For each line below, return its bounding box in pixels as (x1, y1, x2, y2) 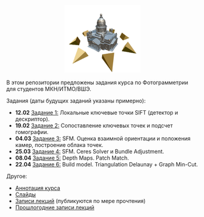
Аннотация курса (15, 184, 61, 191)
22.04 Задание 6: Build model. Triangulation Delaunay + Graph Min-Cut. (15, 160, 199, 168)
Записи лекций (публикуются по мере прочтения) (15, 197, 146, 204)
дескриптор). (15, 115, 50, 123)
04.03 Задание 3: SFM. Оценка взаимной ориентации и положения (15, 135, 191, 142)
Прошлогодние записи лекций (15, 204, 94, 211)
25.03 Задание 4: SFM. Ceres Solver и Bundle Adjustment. (15, 148, 164, 155)
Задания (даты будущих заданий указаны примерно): (6, 97, 146, 104)
